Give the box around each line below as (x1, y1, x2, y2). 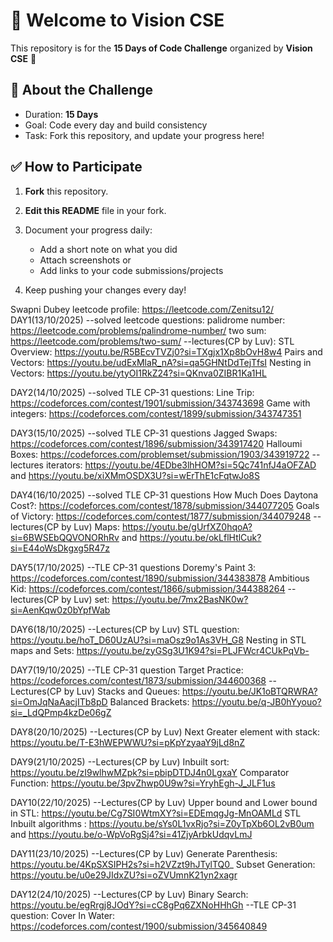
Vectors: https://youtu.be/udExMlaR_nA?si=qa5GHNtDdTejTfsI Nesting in (10, 356, 312, 368)
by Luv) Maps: (61, 520, 120, 533)
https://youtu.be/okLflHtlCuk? (139, 531, 262, 543)
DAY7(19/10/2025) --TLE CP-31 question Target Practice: (10, 664, 244, 676)
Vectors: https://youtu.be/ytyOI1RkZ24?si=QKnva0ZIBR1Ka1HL (10, 367, 267, 379)
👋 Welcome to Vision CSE (10, 9, 225, 32)
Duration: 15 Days (24, 108, 99, 120)
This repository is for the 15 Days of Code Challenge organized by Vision (10, 42, 313, 54)
